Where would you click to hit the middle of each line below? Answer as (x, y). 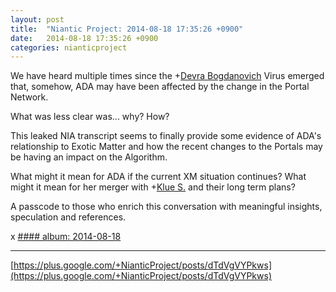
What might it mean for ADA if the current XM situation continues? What (158, 177)
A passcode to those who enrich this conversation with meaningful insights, (166, 207)
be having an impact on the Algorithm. (89, 157)
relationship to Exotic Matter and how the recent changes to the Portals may (166, 147)
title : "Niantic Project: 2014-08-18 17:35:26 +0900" (127, 29)
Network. (29, 97)
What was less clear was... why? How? (90, 117)
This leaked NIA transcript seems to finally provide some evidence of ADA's (166, 136)
